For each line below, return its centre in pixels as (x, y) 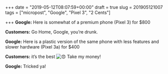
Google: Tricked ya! (26, 66)
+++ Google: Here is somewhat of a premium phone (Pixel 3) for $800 (78, 22)
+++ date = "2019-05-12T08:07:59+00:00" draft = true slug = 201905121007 (84, 7)
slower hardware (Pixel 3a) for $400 (42, 47)
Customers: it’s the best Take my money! (53, 56)
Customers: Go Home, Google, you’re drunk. (52, 32)
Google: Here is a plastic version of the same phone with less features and (82, 41)
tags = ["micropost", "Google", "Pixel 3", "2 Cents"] (58, 12)
